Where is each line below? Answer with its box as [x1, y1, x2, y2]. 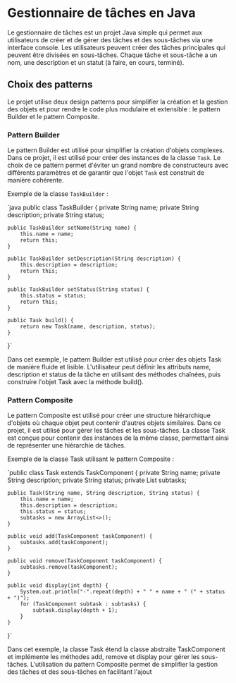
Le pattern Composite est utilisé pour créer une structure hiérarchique [7, 411, 211, 420]
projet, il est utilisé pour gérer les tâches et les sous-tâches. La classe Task [7, 426, 225, 435]
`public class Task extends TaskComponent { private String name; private [7, 469, 221, 477]
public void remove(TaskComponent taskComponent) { [7, 558, 162, 565]
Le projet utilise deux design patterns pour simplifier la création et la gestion [7, 97, 228, 106]
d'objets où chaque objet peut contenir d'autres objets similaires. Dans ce [7, 419, 221, 427]
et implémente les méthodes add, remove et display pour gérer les [7, 653, 200, 661]
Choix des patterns [7, 79, 93, 91]
